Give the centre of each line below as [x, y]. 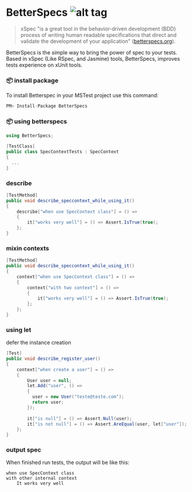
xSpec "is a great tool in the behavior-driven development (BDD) [98, 29]
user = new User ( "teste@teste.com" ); [78, 397]
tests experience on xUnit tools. [44, 65]
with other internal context [42, 479]
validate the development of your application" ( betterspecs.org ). [98, 41]
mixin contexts [28, 248]
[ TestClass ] [20, 146]
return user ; [48, 402]
